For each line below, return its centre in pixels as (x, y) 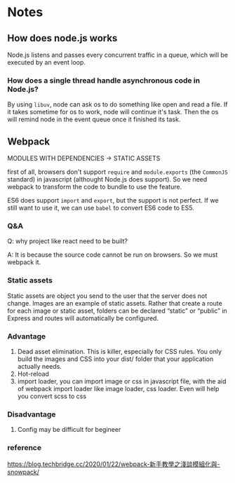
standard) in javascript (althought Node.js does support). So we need (107, 179)
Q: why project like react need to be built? (68, 241)
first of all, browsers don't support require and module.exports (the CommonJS (117, 172)
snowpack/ (23, 472)
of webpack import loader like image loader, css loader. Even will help (118, 389)
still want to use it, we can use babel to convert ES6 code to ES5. (101, 208)
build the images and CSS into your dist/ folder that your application (115, 359)
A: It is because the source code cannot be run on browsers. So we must (113, 255)
